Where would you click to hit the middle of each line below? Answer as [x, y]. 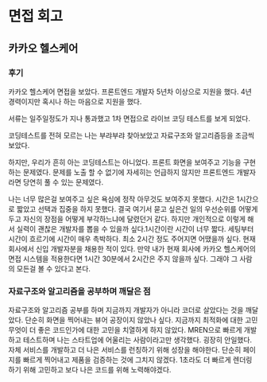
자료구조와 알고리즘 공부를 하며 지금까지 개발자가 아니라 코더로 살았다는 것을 [126, 310]
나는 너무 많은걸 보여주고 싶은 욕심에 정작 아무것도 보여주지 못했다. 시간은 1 [124, 199]
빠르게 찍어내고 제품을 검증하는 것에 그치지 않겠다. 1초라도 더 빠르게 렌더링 [137, 360]
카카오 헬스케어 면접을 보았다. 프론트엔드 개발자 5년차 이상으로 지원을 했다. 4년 [130, 92]
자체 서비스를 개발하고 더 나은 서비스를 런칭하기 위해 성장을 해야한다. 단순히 [125, 350]
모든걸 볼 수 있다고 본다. [54, 268]
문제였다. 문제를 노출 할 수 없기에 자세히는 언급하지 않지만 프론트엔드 [129, 172]
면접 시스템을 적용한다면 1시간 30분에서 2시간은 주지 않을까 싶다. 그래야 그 [123, 259]
